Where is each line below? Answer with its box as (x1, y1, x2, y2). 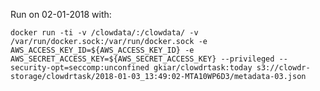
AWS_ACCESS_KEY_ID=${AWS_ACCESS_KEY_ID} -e (10, 45, 195, 55)
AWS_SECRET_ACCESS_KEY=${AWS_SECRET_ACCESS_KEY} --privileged (10, 54, 275, 64)
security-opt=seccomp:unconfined (10, 63, 150, 73)
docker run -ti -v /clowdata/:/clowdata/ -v (10, 28, 199, 38)
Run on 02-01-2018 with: (10, 9, 112, 20)
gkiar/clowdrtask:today (153, 63, 253, 73)
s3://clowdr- (256, 63, 311, 73)
